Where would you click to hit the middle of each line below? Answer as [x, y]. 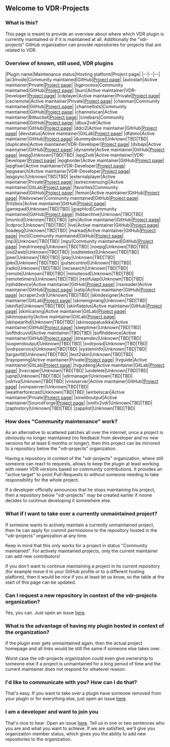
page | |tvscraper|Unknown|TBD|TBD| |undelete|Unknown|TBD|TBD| [77, 370]
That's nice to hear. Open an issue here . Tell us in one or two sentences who [85, 723]
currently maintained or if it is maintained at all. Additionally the [71, 39]
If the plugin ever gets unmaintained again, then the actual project [74, 643]
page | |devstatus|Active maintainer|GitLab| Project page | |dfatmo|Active [80, 133]
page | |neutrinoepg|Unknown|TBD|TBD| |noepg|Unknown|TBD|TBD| [77, 246]
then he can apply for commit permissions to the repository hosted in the [81, 530]
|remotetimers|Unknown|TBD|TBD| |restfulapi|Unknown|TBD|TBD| [75, 279]
